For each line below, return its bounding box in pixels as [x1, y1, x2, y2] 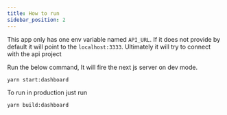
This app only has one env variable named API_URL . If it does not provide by [7, 35, 221, 43]
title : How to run [7, 10, 60, 17]
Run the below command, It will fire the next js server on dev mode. [7, 63, 198, 71]
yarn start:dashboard [7, 76, 69, 83]
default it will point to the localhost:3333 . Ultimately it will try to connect [7, 42, 211, 51]
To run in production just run [7, 88, 88, 97]
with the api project [7, 49, 62, 58]
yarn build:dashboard [7, 102, 69, 109]
